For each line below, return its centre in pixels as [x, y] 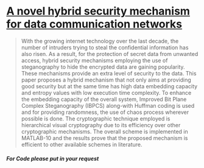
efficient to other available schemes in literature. [82, 144]
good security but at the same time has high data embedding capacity [109, 86]
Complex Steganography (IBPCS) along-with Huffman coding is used [108, 105]
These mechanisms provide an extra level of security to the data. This [109, 73]
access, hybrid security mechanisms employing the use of [94, 60]
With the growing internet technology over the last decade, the [100, 41]
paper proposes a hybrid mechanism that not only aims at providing [106, 80]
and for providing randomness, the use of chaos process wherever [105, 112]
